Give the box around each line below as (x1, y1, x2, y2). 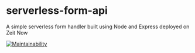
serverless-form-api (6, 4, 108, 17)
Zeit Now (6, 29, 28, 36)
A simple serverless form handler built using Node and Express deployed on (6, 23, 190, 30)
